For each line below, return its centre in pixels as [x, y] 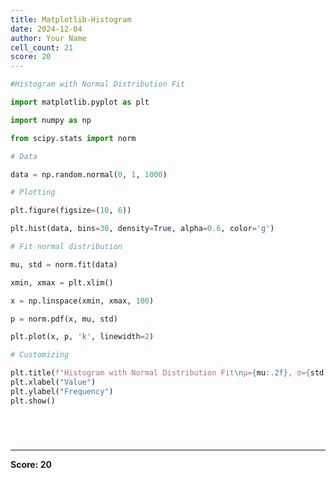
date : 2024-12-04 [46, 29]
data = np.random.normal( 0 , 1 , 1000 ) [89, 174]
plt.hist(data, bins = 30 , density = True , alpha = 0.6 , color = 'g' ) [142, 229]
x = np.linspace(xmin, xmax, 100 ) [82, 301]
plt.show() [33, 401]
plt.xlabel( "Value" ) [53, 382]
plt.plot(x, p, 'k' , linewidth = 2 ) [82, 337]
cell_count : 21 [42, 47]
